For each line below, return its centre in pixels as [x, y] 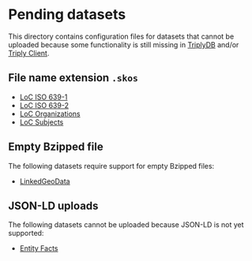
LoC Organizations [50, 114]
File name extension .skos [73, 78]
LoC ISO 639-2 [44, 105]
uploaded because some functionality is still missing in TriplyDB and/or [124, 44]
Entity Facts [39, 248]
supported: [26, 233]
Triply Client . [29, 53]
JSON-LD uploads [53, 205]
